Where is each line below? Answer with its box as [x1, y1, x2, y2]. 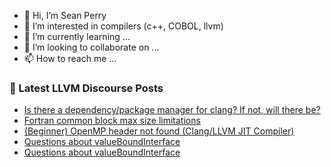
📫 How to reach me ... [23, 53, 117, 64]
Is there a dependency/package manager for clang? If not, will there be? [23, 104, 321, 116]
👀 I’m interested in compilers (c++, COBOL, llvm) [23, 20, 224, 32]
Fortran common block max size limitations [23, 115, 201, 127]
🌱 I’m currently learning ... [23, 31, 131, 42]
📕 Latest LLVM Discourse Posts [9, 81, 164, 95]
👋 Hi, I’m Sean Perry [23, 10, 107, 21]
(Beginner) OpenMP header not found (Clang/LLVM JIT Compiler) [23, 125, 295, 137]
